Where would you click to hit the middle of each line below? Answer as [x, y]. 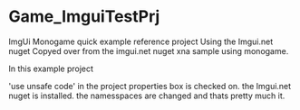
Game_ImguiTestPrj [84, 17]
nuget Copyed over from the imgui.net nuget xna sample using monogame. [149, 50]
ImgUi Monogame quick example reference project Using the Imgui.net [141, 41]
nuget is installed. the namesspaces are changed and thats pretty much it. [147, 96]
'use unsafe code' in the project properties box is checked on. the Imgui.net [150, 86]
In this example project [51, 69]
